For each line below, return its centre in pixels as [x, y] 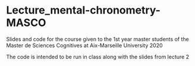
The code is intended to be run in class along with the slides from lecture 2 [97, 57]
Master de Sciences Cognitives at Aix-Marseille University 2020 [84, 45]
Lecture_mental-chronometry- [83, 10]
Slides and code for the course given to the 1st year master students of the [97, 39]
